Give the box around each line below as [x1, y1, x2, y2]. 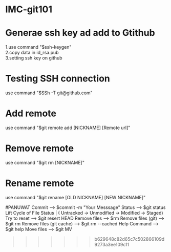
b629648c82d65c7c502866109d [94, 236, 165, 242]
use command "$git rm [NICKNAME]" [5, 159, 84, 165]
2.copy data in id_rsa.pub [5, 50, 59, 56]
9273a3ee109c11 [94, 241, 130, 247]
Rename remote [5, 178, 74, 189]
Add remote [5, 108, 56, 119]
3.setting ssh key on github [5, 55, 62, 61]
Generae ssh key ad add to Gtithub [5, 27, 155, 39]
